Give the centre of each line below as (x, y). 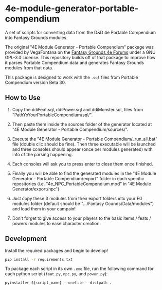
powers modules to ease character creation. (56, 223)
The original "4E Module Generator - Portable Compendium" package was (80, 47)
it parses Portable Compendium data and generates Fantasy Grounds (75, 62)
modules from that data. (29, 68)
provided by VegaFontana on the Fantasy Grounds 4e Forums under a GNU (80, 52)
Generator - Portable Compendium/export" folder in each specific (78, 178)
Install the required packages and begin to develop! (56, 250)
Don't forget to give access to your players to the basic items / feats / (81, 218)
